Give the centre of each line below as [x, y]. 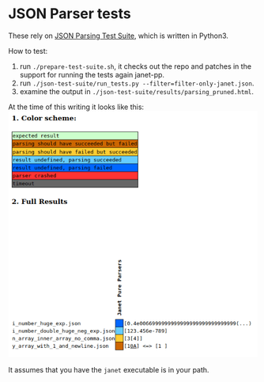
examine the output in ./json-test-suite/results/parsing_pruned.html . [137, 91]
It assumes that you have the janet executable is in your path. [109, 369]
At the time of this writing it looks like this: [76, 107]
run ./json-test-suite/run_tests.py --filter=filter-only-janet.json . [137, 83]
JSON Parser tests [70, 14]
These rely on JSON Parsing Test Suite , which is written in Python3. [119, 36]
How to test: [28, 51]
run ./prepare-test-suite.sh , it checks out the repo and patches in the [135, 66]
